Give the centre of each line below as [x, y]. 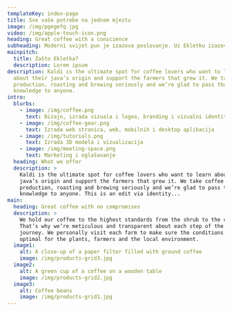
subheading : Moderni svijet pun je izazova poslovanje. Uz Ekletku [106, 46]
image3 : [25, 284]
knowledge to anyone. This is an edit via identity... [100, 194]
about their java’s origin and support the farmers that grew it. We [115, 78]
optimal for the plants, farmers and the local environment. [109, 239]
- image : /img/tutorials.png [61, 136]
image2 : [25, 265]
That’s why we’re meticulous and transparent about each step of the [122, 226]
